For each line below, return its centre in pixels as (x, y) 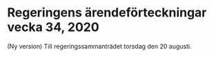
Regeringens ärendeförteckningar (107, 13)
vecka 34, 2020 (53, 27)
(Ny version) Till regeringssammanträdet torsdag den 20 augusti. (99, 46)
